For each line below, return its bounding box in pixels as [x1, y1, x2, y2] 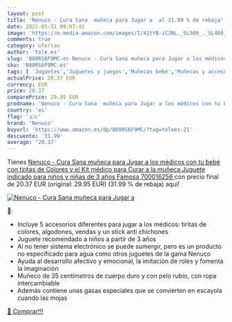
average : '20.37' [7, 139, 57, 146]
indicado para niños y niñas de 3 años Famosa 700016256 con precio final [7, 172, 219, 181]
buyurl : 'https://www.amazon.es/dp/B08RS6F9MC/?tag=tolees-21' [7, 126, 193, 133]
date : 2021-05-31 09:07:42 [7, 23, 85, 30]
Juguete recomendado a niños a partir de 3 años [17, 235, 157, 243]
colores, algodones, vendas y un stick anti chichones [17, 228, 168, 236]
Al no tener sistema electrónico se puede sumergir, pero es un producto [17, 242, 222, 251]
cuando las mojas [17, 294, 68, 302]
